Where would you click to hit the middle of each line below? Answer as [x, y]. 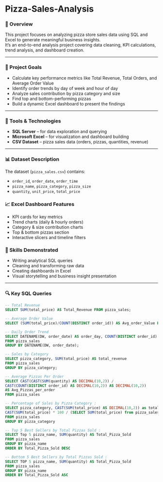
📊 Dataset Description [32, 159]
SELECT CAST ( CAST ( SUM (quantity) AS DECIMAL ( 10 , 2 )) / [59, 381]
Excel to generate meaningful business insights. [53, 40]
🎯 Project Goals [24, 68]
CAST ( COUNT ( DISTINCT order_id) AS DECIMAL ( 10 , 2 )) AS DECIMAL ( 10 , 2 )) [76, 386]
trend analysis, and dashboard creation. [45, 50]
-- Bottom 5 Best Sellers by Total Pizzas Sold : [56, 457]
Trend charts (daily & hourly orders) [48, 222]
